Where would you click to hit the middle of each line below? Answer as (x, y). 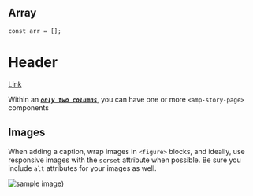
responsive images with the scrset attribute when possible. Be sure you (125, 160)
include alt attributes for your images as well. (82, 168)
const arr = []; (35, 31)
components (29, 107)
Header (33, 62)
